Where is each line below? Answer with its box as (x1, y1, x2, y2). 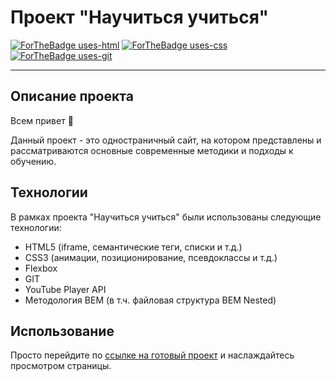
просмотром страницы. (10, 360, 112, 372)
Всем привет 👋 (10, 114, 74, 126)
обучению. (10, 155, 57, 167)
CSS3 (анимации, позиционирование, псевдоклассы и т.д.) (24, 251, 278, 263)
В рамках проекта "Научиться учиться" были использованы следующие (10, 211, 322, 223)
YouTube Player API (24, 283, 107, 295)
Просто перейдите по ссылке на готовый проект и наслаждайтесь (10, 349, 295, 361)
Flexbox (24, 262, 58, 274)
